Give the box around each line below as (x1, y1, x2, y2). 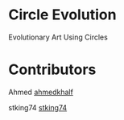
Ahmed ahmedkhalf (8, 87, 74, 97)
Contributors (8, 60, 97, 79)
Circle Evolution (8, 6, 117, 24)
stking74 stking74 (8, 102, 68, 112)
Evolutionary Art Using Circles (8, 32, 109, 42)
